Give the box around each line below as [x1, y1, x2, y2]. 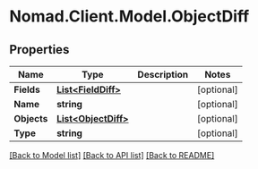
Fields [13, 83, 40, 96]
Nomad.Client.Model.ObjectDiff [9, 6, 250, 27]
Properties [9, 42, 70, 57]
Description [137, 69, 189, 80]
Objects [13, 113, 48, 124]
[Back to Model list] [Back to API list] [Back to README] [9, 150, 215, 160]
